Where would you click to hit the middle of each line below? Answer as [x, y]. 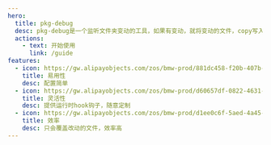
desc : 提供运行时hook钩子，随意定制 [76, 106]
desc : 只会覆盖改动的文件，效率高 [72, 128]
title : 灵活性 [44, 98]
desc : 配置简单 [45, 83]
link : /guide [51, 53]
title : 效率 [41, 121]
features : [24, 61]
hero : [17, 16]
